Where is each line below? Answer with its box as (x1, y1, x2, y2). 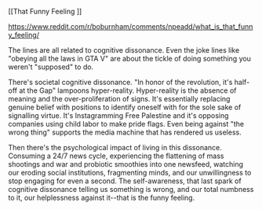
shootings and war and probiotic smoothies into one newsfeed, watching (8, 160, 244, 168)
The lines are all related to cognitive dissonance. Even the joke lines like (8, 46, 240, 54)
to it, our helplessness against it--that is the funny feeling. (8, 193, 195, 202)
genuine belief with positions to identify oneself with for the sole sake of (8, 102, 242, 112)
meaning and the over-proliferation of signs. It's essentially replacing (8, 94, 231, 103)
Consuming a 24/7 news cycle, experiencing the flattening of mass (8, 151, 224, 160)
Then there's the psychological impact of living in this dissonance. (8, 143, 222, 152)
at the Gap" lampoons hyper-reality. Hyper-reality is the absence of (19, 86, 237, 95)
